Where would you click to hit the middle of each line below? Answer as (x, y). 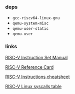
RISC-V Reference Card (29, 67)
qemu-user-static (30, 29)
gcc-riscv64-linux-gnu (36, 18)
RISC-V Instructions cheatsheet (37, 77)
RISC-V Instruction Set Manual (36, 57)
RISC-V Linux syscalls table (33, 86)
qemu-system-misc (30, 23)
